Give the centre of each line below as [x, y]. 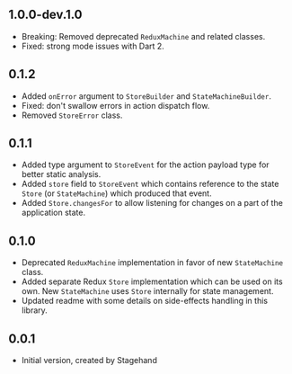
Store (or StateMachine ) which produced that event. [116, 193]
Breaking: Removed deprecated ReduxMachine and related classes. [143, 36]
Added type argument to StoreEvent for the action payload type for [146, 165]
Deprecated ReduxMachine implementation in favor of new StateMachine [152, 263]
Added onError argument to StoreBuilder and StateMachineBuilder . [146, 96]
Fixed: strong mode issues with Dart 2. [93, 46]
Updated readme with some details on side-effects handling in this [145, 301]
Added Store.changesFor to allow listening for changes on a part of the [152, 203]
